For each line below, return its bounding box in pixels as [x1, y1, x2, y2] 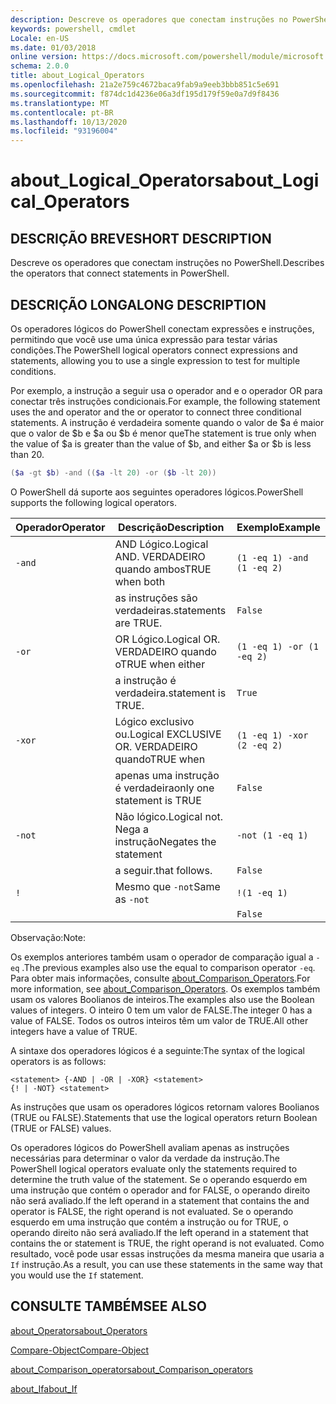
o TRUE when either [114, 657, 206, 671]
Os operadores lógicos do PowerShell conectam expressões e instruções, [10, 322, 315, 335]
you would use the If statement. [10, 1269, 144, 1281]
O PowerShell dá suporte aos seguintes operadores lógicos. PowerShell [10, 486, 304, 498]
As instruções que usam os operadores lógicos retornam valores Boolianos [10, 1101, 320, 1113]
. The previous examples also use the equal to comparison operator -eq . [21, 961, 316, 973]
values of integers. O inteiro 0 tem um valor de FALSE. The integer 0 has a [10, 1004, 313, 1016]
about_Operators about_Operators [10, 1324, 148, 1336]
